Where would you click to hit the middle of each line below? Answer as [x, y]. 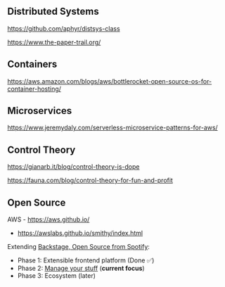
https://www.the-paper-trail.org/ [54, 42]
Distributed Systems [53, 12]
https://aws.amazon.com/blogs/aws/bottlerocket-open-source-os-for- [110, 81]
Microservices [40, 111]
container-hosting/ [34, 89]
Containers [32, 64]
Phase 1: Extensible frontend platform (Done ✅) [86, 260]
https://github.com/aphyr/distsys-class [64, 28]
